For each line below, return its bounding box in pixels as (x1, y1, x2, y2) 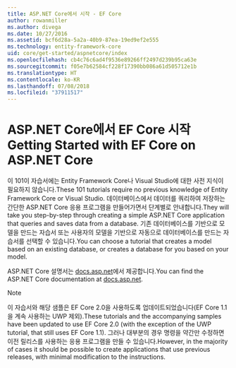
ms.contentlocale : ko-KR (7, 76, 80, 83)
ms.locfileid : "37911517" (7, 89, 83, 96)
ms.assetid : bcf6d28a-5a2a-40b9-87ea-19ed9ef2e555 (7, 37, 159, 44)
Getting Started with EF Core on (7, 137, 196, 153)
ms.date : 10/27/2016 (7, 30, 68, 37)
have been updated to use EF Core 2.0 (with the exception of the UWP (7, 320, 211, 328)
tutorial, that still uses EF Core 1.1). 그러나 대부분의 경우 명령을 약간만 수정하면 (7, 328, 225, 337)
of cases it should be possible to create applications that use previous (7, 345, 211, 354)
